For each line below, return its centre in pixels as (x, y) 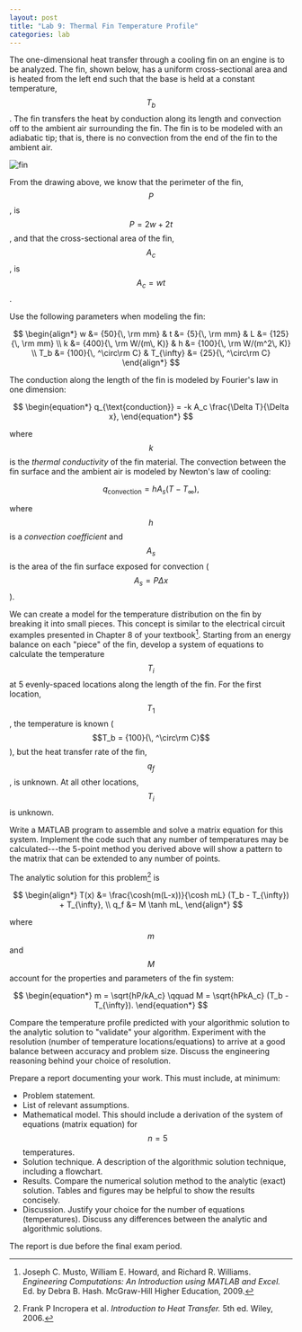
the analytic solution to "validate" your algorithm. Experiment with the (138, 1032)
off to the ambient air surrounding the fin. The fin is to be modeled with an (146, 129)
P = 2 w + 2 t (151, 225)
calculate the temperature (57, 653)
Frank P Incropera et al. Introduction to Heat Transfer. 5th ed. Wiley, (148, 1308)
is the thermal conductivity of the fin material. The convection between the (148, 462)
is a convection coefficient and (67, 537)
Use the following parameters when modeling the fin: (107, 316)
